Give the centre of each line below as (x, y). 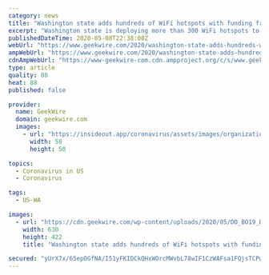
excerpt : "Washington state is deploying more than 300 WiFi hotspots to (134, 30)
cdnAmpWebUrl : (32, 61)
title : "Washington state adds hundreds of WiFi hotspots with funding (130, 23)
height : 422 (42, 237)
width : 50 (46, 141)
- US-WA (28, 201)
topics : (21, 163)
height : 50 (48, 149)
